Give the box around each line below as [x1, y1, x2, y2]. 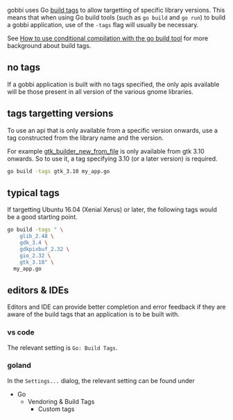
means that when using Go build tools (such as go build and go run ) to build [7, 13, 226, 22]
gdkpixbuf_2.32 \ [19, 245, 70, 252]
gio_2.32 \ [19, 252, 51, 259]
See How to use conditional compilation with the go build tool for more [7, 34, 209, 42]
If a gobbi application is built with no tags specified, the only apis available [7, 80, 220, 88]
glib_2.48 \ [19, 233, 54, 240]
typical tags [7, 187, 60, 199]
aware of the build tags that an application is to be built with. [7, 310, 180, 318]
